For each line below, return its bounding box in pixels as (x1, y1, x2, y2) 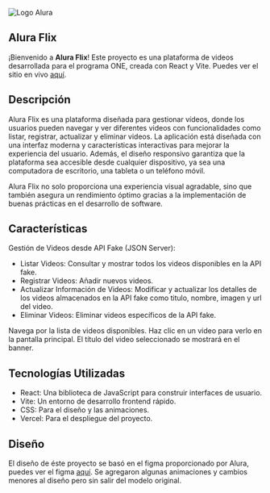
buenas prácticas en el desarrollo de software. (8, 198, 163, 208)
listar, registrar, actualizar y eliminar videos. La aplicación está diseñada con (8, 132, 261, 141)
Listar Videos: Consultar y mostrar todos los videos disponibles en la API (19, 259, 262, 269)
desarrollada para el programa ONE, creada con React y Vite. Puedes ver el (8, 61, 259, 70)
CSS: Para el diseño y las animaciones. (19, 405, 150, 415)
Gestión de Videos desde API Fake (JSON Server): (8, 243, 176, 253)
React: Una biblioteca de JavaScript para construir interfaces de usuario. (19, 388, 263, 398)
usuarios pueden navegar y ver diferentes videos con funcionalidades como (8, 123, 261, 132)
